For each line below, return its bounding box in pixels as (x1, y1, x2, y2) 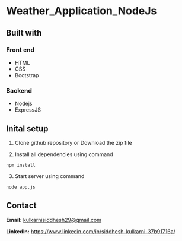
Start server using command (14, 172, 85, 179)
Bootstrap (14, 71, 39, 78)
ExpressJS (14, 106, 41, 113)
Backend (6, 86, 33, 94)
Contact (6, 201, 37, 211)
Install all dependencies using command (14, 150, 114, 158)
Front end (6, 46, 34, 54)
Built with (6, 28, 42, 38)
